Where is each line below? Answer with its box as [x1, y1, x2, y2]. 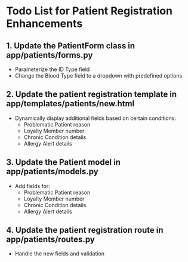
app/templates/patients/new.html [6, 98, 135, 109]
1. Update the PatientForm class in [6, 41, 135, 51]
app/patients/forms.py [6, 50, 93, 60]
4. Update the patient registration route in [6, 225, 164, 235]
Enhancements [6, 17, 83, 30]
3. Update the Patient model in [6, 157, 121, 168]
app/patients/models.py [6, 167, 98, 177]
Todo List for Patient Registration [6, 4, 173, 18]
